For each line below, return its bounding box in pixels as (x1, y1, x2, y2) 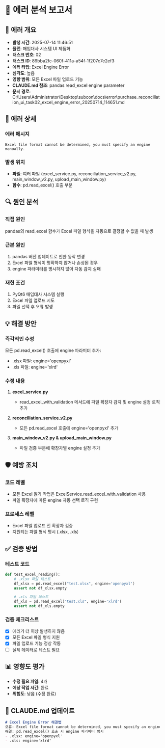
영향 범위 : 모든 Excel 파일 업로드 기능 (12, 77, 83, 82)
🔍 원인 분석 (5, 198, 38, 206)
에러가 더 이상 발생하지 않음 (12, 628, 65, 634)
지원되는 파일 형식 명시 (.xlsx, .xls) (12, 529, 79, 535)
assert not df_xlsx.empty (14, 586, 67, 590)
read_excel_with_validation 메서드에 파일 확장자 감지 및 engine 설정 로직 (19, 399, 160, 405)
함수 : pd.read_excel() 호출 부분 (12, 182, 73, 188)
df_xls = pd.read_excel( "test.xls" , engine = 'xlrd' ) (14, 599, 122, 604)
